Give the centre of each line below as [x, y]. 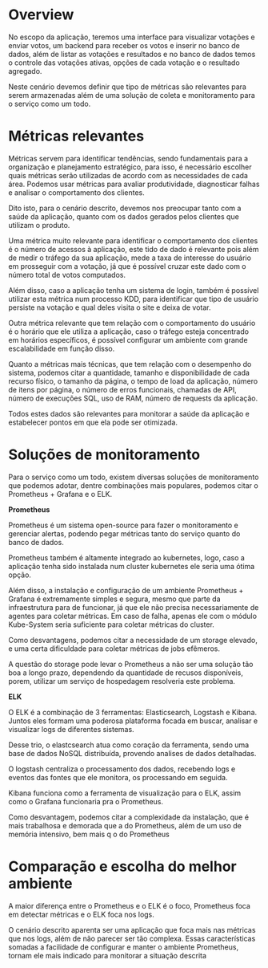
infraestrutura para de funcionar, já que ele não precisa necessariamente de [134, 607]
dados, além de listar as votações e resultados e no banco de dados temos [132, 54]
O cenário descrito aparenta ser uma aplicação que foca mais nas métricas [132, 929]
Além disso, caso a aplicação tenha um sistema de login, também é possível [134, 290]
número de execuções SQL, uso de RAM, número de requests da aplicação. [133, 398]
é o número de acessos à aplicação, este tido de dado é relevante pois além [134, 249]
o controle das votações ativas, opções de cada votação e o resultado [124, 63]
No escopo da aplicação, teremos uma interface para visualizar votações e [132, 37]
